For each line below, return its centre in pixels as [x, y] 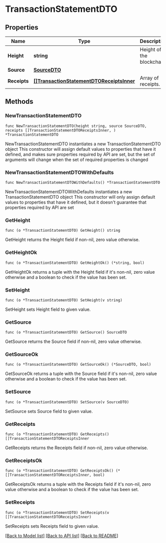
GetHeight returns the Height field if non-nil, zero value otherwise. [72, 240]
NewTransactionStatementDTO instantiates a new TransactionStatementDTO [83, 144]
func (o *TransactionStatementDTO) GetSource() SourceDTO [66, 333]
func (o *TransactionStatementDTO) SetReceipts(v [57, 512]
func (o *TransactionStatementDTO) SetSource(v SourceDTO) [67, 402]
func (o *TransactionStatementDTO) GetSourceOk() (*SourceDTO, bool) [78, 365]
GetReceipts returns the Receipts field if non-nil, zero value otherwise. [77, 448]
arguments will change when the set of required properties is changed [77, 160]
